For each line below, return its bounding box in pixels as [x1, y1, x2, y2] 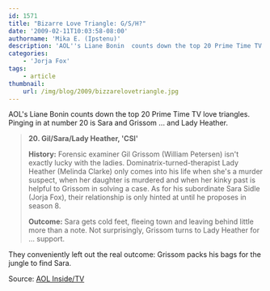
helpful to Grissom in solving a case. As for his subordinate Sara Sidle [27, 184, 260, 194]
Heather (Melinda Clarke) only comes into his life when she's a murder [27, 167, 264, 177]
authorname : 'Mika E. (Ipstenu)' [8, 34, 121, 43]
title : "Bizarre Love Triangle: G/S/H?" [8, 19, 147, 28]
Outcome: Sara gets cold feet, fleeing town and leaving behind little [27, 216, 255, 227]
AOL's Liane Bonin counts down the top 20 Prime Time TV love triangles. [8, 109, 251, 119]
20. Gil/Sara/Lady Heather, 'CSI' [27, 134, 139, 143]
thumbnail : [8, 79, 45, 88]
